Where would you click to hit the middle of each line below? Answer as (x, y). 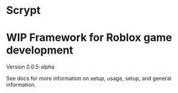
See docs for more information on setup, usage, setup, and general (89, 79)
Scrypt (23, 10)
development (40, 50)
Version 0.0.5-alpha (30, 67)
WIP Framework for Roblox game (89, 38)
